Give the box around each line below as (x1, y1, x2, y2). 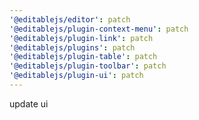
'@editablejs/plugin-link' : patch (9, 33, 154, 43)
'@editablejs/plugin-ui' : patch (9, 71, 144, 81)
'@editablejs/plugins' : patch (9, 42, 136, 53)
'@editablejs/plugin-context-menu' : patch (9, 24, 189, 34)
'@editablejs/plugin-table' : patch (9, 52, 158, 62)
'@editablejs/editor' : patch (9, 14, 131, 25)
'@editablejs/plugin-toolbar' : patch (9, 61, 167, 71)
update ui (9, 97, 49, 110)
